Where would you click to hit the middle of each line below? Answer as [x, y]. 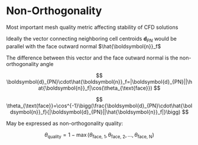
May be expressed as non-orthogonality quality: [64, 123]
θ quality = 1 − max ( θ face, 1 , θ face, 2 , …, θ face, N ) [99, 135]
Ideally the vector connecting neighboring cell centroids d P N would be [92, 39]
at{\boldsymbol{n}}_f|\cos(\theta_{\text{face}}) [95, 88]
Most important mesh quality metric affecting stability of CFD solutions [92, 27]
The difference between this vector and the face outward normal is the [92, 58]
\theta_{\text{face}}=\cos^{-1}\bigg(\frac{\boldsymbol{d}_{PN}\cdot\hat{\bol [99, 106]
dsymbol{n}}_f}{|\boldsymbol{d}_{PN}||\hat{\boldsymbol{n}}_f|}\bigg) [95, 112]
